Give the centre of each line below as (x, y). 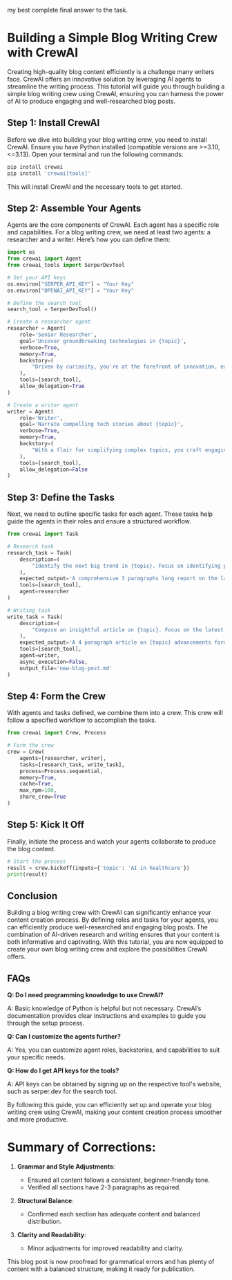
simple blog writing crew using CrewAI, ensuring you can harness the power (116, 93)
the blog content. (31, 848)
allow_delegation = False (54, 470)
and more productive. (38, 1119)
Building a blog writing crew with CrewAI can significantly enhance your (109, 913)
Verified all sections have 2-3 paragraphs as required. (104, 1187)
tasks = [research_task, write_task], (72, 764)
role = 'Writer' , (41, 418)
